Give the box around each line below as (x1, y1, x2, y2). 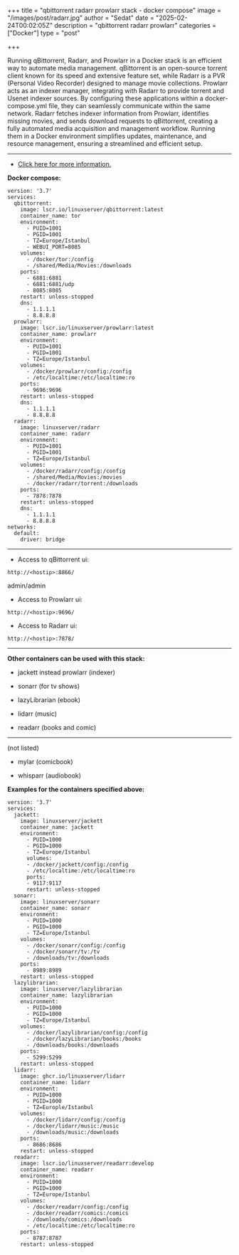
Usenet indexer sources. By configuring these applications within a (7, 94, 204, 102)
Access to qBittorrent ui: (17, 555, 89, 563)
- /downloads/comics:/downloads (26, 1216, 122, 1223)
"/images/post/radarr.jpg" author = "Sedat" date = (7, 14, 154, 22)
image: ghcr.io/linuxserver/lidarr (20, 1073, 126, 1080)
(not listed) (7, 743, 39, 752)
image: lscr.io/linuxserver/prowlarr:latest (20, 324, 154, 332)
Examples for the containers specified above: (7, 785, 145, 793)
